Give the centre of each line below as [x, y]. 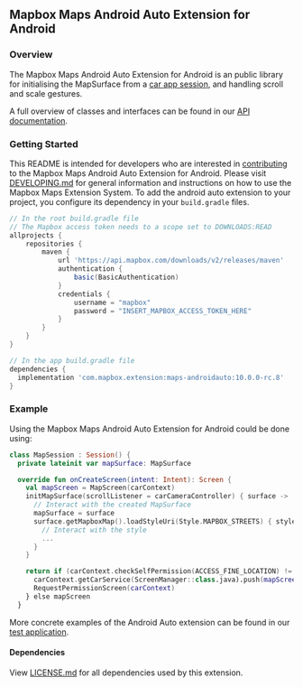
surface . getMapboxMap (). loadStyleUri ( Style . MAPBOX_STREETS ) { [152, 521]
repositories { [54, 244]
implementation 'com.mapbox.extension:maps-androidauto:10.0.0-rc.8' [151, 377]
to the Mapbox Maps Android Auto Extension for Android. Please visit [138, 173]
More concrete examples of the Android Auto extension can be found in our [150, 622]
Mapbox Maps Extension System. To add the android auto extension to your [150, 192]
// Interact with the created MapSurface [112, 505]
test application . [39, 632]
